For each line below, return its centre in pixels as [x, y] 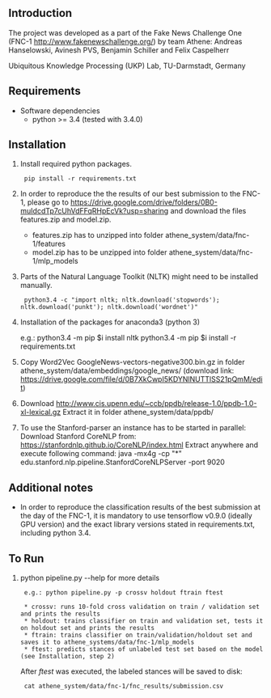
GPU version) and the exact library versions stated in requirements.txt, [138, 524]
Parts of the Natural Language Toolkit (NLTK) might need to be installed [139, 277]
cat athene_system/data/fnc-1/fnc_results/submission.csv [124, 687]
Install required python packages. [76, 164]
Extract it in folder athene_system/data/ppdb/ [138, 412]
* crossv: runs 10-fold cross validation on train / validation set [142, 607]
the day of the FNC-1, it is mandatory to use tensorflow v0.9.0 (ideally [136, 516]
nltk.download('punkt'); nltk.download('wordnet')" [109, 307]
